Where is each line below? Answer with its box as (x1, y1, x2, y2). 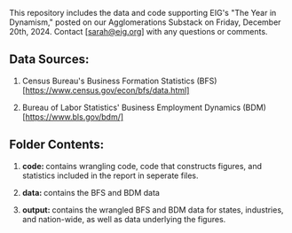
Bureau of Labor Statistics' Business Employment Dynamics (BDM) (21, 102, 266, 113)
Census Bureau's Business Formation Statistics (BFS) (21, 75, 217, 86)
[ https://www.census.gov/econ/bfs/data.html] (21, 84, 190, 96)
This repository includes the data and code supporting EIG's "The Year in (9, 8, 277, 18)
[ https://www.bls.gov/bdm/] (21, 111, 124, 122)
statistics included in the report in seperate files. (21, 170, 199, 181)
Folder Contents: (9, 137, 105, 152)
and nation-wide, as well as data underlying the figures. (21, 214, 226, 224)
